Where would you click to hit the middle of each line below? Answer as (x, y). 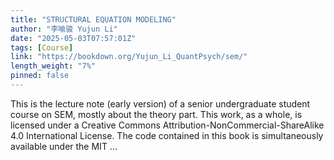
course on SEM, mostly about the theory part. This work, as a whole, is (156, 114)
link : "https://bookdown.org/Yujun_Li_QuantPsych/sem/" (129, 57)
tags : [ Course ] (42, 47)
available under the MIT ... (64, 146)
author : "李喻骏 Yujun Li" (64, 29)
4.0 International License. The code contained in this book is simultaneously (167, 135)
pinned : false (40, 76)
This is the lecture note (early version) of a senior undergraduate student (160, 103)
